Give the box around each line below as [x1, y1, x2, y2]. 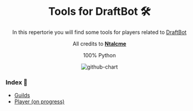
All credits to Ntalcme [73, 40, 126, 47]
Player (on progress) [14, 98, 65, 105]
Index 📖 [5, 78, 28, 87]
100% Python [83, 51, 116, 58]
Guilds [14, 92, 30, 99]
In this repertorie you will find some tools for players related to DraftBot [12, 28, 187, 36]
